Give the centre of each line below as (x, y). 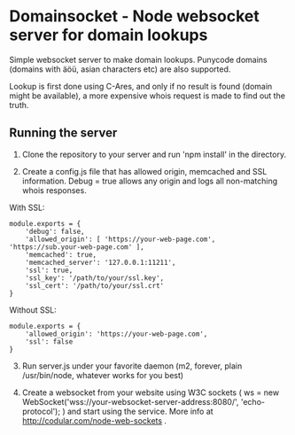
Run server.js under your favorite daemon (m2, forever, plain (132, 366)
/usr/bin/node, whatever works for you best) (103, 375)
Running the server (63, 133)
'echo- (253, 401)
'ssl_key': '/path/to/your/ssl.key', (95, 278)
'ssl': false (49, 342)
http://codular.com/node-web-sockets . (94, 420)
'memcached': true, (61, 254)
